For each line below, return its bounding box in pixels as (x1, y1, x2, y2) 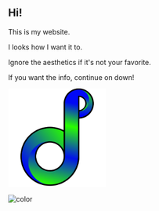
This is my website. (8, 27, 70, 36)
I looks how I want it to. (8, 42, 83, 52)
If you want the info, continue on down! (8, 72, 135, 82)
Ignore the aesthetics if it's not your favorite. (8, 57, 151, 67)
